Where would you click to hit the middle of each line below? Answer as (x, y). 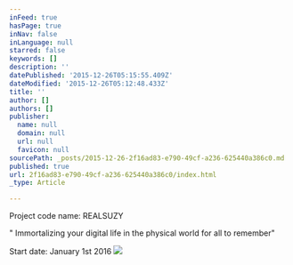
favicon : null (43, 149)
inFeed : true (33, 17)
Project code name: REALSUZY (66, 216)
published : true (39, 166)
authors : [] (31, 108)
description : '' (39, 68)
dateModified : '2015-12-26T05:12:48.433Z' (89, 84)
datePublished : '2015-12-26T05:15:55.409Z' (91, 76)
